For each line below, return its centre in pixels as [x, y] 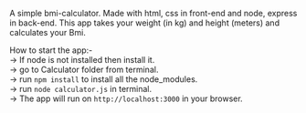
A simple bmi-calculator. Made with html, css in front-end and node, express [153, 13]
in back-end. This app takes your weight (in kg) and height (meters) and [145, 23]
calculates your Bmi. [48, 32]
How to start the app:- [51, 50]
